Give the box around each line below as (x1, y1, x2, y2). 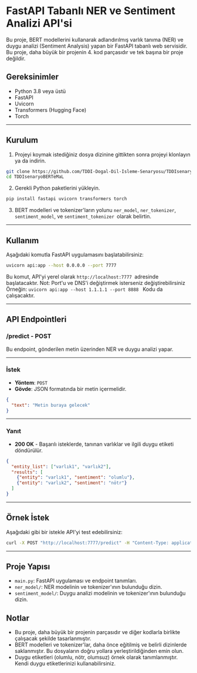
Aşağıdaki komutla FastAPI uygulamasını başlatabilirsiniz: (6, 251, 144, 258)
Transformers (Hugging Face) (14, 106, 87, 113)
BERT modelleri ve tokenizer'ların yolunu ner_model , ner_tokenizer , (14, 207, 176, 214)
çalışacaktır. (6, 291, 35, 299)
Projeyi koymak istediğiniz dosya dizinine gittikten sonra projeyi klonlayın (14, 151, 191, 158)
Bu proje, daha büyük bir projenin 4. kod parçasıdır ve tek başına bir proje (6, 48, 184, 55)
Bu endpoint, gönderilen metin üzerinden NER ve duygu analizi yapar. (6, 346, 174, 353)
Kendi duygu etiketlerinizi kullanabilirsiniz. (14, 660, 116, 667)
